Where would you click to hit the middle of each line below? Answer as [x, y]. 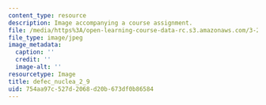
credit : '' [33, 60]
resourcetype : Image [42, 74]
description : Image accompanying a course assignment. [101, 23]
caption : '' [35, 52]
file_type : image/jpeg [46, 37]
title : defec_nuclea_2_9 [49, 81]
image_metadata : [35, 45]
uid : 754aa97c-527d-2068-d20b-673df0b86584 [81, 89]
